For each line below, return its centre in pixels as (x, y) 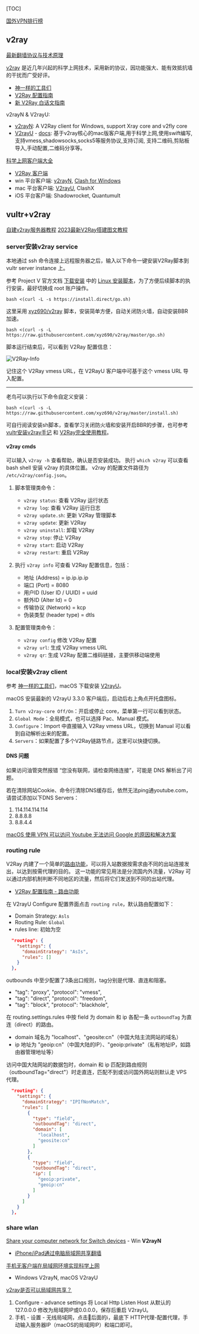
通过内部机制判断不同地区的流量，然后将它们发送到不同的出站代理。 (94, 878)
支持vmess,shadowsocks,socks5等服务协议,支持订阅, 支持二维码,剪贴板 (102, 140)
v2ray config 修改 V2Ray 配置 (60, 640)
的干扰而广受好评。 (30, 75)
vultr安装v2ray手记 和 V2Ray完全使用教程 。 (59, 432)
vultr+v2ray (28, 214)
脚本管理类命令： (36, 488)
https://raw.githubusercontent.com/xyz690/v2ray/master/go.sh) (86, 335)
